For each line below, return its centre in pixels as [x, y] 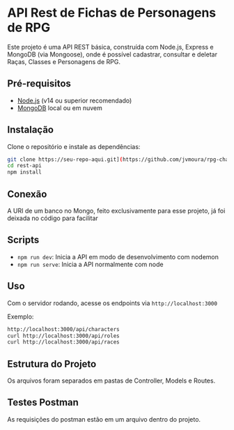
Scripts [23, 240]
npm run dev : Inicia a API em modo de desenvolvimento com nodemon [118, 256]
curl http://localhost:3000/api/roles [63, 336]
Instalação [31, 130]
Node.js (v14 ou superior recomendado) [75, 100]
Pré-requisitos [39, 84]
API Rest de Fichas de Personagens [112, 13]
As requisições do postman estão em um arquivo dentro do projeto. [104, 419]
